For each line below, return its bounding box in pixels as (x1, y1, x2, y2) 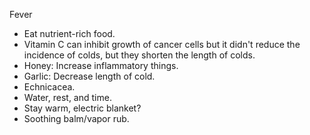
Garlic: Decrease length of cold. (23, 70, 156, 82)
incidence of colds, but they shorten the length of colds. (23, 49, 256, 61)
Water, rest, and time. (23, 92, 112, 103)
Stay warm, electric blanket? (23, 102, 142, 114)
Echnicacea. (23, 81, 76, 93)
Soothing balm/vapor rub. (23, 113, 130, 124)
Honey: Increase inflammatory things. (23, 60, 179, 71)
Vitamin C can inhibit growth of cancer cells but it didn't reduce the (23, 39, 301, 50)
